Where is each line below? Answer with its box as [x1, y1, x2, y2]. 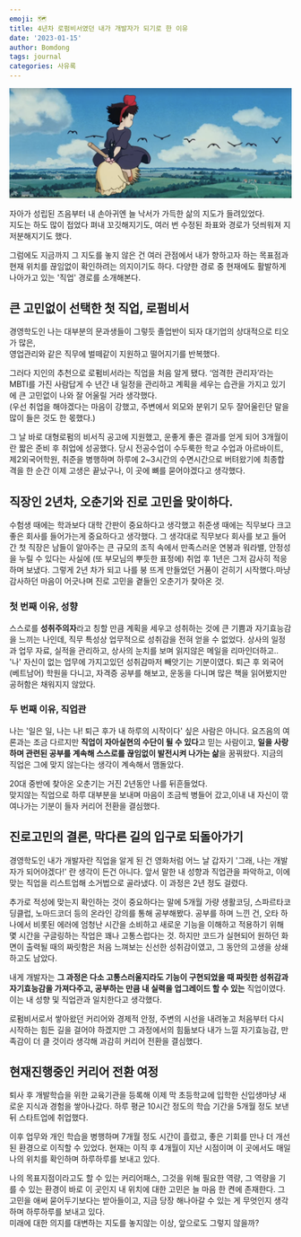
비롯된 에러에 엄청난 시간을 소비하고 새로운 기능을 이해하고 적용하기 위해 [32, 918, 285, 929]
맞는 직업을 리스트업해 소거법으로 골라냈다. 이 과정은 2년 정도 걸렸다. [9, 877, 248, 888]
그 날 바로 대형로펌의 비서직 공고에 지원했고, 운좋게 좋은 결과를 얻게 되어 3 [9, 432, 267, 443]
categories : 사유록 [9, 62, 76, 71]
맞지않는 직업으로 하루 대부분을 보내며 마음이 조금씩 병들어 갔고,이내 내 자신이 [9, 789, 279, 800]
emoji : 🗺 [9, 14, 47, 23]
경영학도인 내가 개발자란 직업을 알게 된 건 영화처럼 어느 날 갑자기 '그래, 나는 [9, 855, 271, 865]
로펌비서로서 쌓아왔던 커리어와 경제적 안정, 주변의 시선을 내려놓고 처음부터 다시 [9, 1013, 285, 1023]
